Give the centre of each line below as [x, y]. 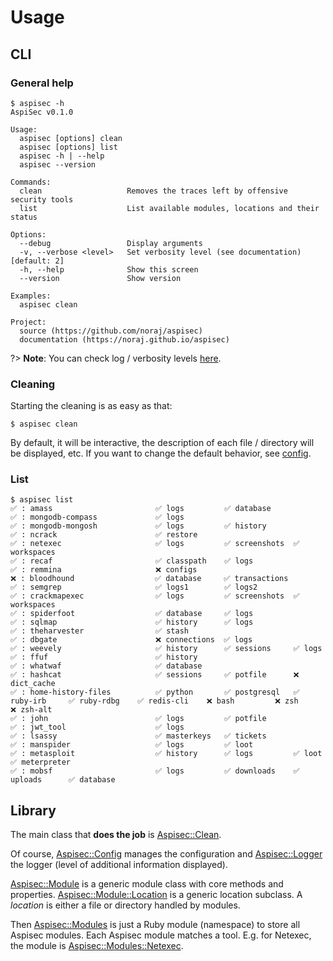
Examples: [31, 296]
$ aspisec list [42, 500]
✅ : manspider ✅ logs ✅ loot [132, 745]
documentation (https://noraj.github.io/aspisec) [124, 339]
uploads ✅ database [63, 780]
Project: [28, 322]
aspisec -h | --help [62, 156]
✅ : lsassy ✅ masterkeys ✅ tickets [138, 736]
